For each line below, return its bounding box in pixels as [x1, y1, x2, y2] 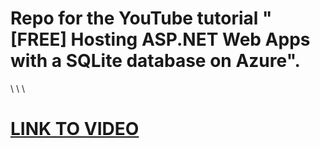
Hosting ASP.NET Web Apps [70, 28, 311, 51]
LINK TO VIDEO [10, 118, 140, 141]
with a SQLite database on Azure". [10, 50, 301, 72]
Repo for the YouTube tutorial [10, 7, 259, 30]
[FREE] [10, 28, 67, 51]
